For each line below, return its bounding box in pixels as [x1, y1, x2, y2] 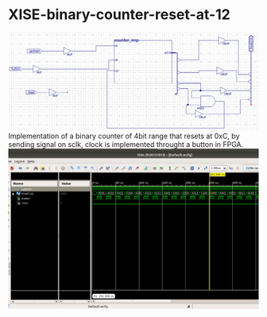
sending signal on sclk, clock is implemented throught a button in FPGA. [8, 140, 244, 149]
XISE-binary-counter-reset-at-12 [8, 6, 230, 24]
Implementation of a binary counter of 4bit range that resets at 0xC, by [8, 131, 240, 141]
